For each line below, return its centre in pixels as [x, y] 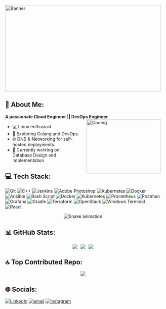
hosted [20, 144]
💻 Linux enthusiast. [32, 126]
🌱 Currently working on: [36, 150]
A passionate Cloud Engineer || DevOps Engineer [57, 116]
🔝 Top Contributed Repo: [44, 262]
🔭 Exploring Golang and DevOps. [46, 134]
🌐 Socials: [21, 289]
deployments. [41, 144]
